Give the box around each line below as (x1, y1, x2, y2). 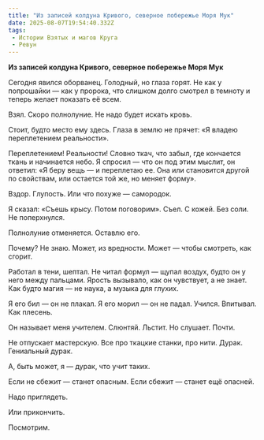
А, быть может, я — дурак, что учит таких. (8, 362, 151, 371)
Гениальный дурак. (8, 346, 73, 356)
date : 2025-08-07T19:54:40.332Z (8, 19, 114, 27)
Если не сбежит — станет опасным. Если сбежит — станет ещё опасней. (8, 377, 255, 386)
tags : (8, 26, 26, 34)
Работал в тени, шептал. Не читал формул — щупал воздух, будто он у (8, 267, 246, 277)
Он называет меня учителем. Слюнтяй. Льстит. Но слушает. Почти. (8, 323, 236, 332)
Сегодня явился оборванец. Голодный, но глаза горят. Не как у (8, 78, 222, 88)
